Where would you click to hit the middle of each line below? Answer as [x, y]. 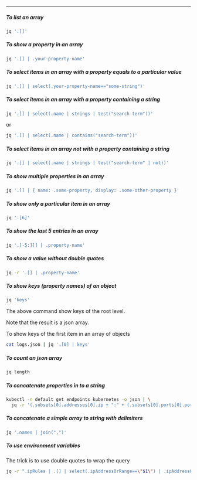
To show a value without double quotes [55, 258]
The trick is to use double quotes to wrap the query [68, 460]
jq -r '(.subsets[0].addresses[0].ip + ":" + [68, 405]
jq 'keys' [18, 300]
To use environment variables [43, 445]
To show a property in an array [45, 45]
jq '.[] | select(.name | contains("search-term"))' [72, 135]
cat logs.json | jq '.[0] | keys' [48, 345]
